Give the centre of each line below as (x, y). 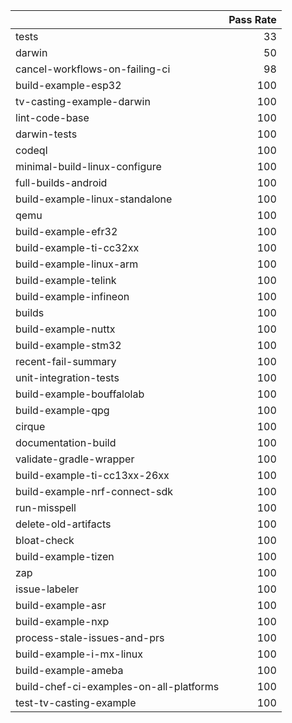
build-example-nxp (62, 621)
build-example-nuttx (65, 329)
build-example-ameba (69, 670)
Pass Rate (252, 19)
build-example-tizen (65, 556)
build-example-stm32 (68, 345)
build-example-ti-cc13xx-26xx (92, 475)
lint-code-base (52, 117)
